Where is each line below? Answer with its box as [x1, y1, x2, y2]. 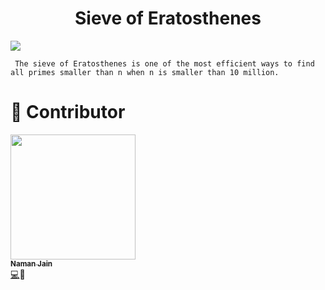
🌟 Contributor [10, 101, 126, 124]
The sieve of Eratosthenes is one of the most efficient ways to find [14, 58, 315, 69]
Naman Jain [10, 258, 53, 269]
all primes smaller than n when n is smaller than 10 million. [10, 67, 280, 77]
